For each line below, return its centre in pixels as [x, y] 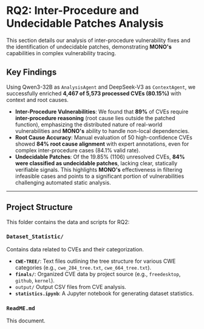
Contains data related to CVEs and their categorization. [75, 249]
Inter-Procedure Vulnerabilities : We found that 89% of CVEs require [102, 111]
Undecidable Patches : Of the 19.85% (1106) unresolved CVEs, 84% [100, 157]
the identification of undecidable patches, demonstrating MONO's [89, 47]
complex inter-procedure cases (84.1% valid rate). [78, 150]
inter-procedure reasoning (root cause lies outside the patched [95, 118]
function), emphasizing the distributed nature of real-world [89, 124]
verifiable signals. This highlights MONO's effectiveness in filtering [99, 169]
